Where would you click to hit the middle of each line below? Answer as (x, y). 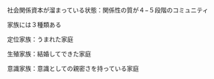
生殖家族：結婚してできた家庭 (49, 54)
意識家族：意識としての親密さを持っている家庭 (73, 68)
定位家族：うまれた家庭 (40, 39)
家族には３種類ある (34, 25)
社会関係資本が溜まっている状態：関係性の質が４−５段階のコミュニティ (108, 10)
